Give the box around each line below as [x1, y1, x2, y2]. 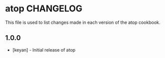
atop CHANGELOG [5, 3, 83, 14]
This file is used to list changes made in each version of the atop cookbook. [5, 19, 161, 25]
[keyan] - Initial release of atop [12, 47, 76, 53]
